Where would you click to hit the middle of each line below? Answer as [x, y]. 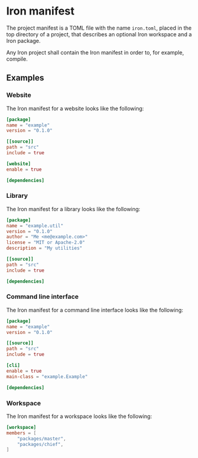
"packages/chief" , [40, 444]
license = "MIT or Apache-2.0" [46, 243]
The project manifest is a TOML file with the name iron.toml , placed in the [99, 28]
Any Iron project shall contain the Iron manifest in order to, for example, [95, 52]
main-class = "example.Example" [47, 376]
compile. [17, 59]
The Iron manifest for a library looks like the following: [73, 209]
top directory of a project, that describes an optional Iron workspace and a [99, 34]
